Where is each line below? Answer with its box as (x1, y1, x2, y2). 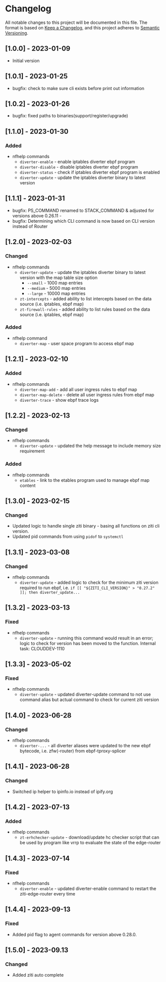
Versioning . (5, 30, 29, 36)
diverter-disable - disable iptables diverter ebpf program (19, 164, 139, 170)
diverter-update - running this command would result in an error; (19, 635, 154, 641)
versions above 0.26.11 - (12, 212, 62, 219)
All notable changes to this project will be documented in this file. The (5, 19, 148, 25)
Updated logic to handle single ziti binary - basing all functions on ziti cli (12, 523, 160, 529)
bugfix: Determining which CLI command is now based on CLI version (12, 218, 155, 224)
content (19, 482, 36, 488)
